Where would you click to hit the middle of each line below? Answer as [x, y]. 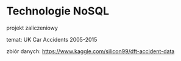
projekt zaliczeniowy [32, 28]
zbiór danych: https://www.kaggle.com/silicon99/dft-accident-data [90, 51]
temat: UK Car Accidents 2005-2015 [52, 39]
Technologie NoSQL [58, 11]
